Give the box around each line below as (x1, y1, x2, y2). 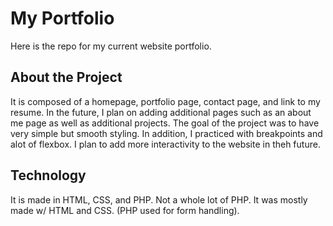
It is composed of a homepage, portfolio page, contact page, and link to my (10, 95, 321, 107)
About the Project (10, 69, 123, 86)
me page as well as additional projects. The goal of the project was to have (10, 117, 320, 129)
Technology (10, 167, 87, 184)
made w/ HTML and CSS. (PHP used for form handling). (10, 204, 240, 216)
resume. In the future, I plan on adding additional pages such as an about (10, 106, 312, 118)
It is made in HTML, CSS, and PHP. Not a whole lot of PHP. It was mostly (10, 193, 308, 206)
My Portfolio (10, 7, 115, 30)
